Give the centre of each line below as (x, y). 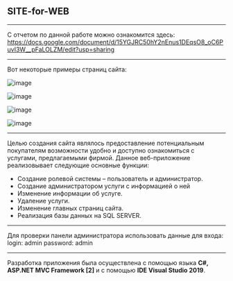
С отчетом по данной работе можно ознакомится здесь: (91, 35)
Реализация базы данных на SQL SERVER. (79, 215)
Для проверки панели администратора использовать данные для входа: (115, 235)
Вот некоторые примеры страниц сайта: (67, 69)
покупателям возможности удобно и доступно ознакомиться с (101, 150)
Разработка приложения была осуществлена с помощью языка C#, (108, 262)
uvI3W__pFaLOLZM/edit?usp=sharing (61, 49)
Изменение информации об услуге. (70, 193)
